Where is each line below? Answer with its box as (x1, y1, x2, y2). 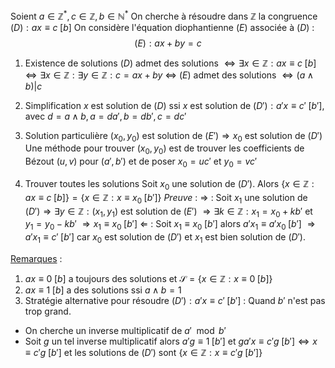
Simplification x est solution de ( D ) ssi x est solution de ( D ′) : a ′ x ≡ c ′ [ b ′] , (24, 99, 325, 111)
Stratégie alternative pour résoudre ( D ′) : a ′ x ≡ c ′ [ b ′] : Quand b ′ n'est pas (24, 295, 326, 307)
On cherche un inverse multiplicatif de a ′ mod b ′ (24, 325, 227, 337)
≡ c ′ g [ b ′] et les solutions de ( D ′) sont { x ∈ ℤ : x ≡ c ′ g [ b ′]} (24, 347, 263, 359)
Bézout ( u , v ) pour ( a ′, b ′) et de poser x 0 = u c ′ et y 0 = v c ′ (24, 155, 258, 170)
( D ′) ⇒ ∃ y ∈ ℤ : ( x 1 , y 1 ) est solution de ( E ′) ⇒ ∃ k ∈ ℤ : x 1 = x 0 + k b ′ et (24, 205, 313, 219)
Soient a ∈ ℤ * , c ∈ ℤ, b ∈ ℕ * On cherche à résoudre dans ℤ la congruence (10, 9, 318, 22)
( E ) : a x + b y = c (134, 37, 202, 49)
